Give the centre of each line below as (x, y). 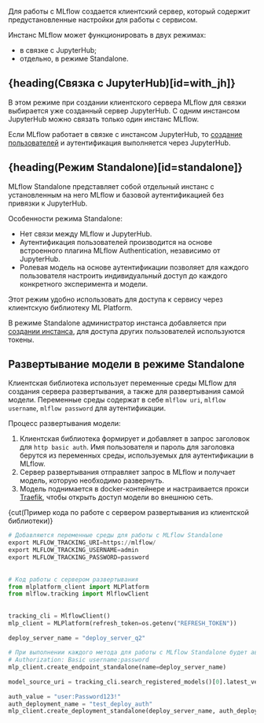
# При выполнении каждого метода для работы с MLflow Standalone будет (128, 653)
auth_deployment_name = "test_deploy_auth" (81, 704)
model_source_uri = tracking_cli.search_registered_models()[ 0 (114, 682)
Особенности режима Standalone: (66, 218)
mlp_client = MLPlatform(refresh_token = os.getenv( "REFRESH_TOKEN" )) (123, 623)
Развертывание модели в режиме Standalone (126, 364)
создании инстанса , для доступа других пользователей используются (126, 331)
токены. (21, 339)
